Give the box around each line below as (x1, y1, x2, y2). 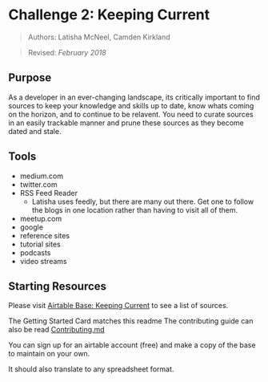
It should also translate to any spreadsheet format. (8, 364, 174, 374)
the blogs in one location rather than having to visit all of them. (31, 205, 238, 214)
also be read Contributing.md (8, 325, 106, 335)
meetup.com (19, 213, 62, 223)
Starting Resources (8, 279, 106, 293)
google (19, 222, 44, 232)
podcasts (19, 247, 51, 258)
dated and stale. (8, 126, 62, 136)
